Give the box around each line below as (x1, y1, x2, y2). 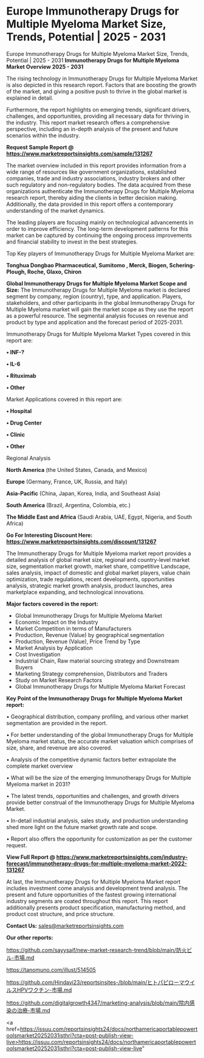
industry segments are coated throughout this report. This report (6, 897, 168, 904)
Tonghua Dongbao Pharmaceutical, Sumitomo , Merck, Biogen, (6, 261, 168, 268)
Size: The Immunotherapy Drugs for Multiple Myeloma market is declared (6, 286, 190, 293)
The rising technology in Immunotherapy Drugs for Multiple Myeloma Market (6, 75, 198, 82)
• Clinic (6, 431, 25, 438)
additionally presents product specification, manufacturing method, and (6, 904, 186, 911)
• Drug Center (6, 419, 42, 426)
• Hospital (6, 407, 32, 414)
